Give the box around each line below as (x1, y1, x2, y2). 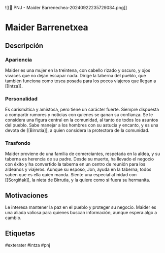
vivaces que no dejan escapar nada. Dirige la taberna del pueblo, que (5, 72, 146, 78)
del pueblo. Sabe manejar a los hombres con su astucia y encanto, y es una (5, 122, 159, 128)
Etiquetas (5, 229, 35, 237)
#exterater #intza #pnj (5, 242, 50, 248)
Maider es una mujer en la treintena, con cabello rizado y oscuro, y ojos (5, 67, 151, 73)
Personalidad (5, 95, 38, 102)
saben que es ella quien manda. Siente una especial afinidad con (5, 172, 137, 178)
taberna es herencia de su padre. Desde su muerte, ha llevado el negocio (5, 156, 154, 162)
